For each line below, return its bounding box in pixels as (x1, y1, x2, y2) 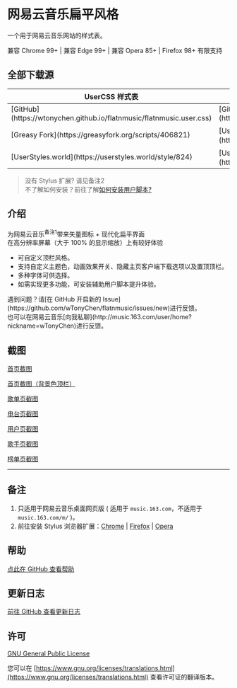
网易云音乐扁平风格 (7, 6, 119, 23)
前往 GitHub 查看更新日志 (7, 607, 81, 616)
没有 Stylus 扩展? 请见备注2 (24, 176, 105, 185)
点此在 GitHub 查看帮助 (7, 564, 75, 573)
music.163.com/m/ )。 (17, 512, 79, 521)
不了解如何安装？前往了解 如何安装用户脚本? (24, 185, 152, 193)
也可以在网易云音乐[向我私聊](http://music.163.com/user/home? (7, 313, 192, 321)
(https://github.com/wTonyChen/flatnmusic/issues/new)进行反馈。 (7, 304, 201, 312)
